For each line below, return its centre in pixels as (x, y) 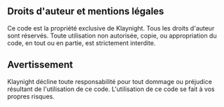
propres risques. (31, 96)
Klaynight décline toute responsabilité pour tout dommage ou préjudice (110, 81)
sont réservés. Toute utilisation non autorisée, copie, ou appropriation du (112, 35)
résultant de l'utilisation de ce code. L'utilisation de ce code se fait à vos (111, 89)
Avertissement (40, 65)
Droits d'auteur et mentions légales (86, 11)
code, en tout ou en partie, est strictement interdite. (82, 43)
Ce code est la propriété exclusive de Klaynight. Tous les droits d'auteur (111, 28)
